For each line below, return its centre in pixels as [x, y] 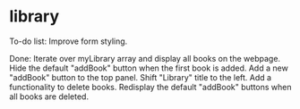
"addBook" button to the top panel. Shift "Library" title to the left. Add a [140, 77]
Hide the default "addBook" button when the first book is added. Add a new [149, 68]
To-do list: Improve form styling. [69, 41]
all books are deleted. [49, 96]
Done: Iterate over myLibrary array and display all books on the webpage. [145, 58]
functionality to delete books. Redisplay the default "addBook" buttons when [150, 87]
